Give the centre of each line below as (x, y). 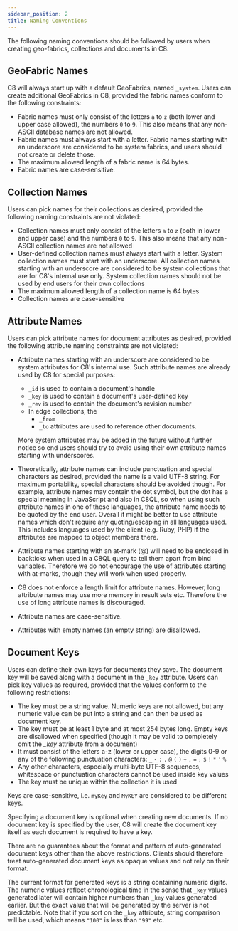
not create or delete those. (56, 154)
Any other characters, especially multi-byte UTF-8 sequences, (109, 767)
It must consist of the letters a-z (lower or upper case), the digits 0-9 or (122, 751)
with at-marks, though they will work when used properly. (102, 573)
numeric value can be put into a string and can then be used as (110, 713)
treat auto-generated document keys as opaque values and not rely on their (118, 861)
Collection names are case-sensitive (71, 299)
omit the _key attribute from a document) (77, 744)
